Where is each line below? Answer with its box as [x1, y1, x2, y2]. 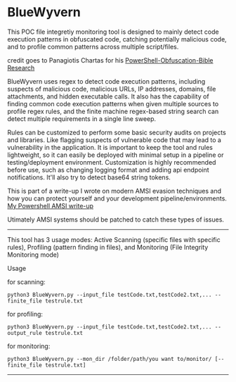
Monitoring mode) [7, 250, 60, 259]
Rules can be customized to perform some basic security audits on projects [7, 128, 226, 136]
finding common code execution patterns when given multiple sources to [7, 99, 219, 108]
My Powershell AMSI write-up [7, 201, 93, 210]
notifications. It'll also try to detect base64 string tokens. [7, 173, 171, 182]
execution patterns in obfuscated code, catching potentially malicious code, [7, 34, 227, 43]
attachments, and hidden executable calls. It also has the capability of [7, 92, 209, 101]
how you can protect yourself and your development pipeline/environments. [7, 194, 227, 203]
